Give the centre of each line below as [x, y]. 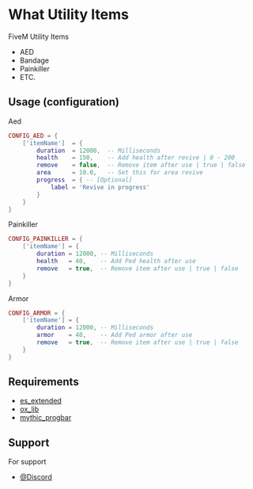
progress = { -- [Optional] [85, 180]
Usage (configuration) [64, 102]
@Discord [36, 477]
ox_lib [29, 409]
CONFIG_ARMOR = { [37, 313]
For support [27, 462]
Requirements [43, 382]
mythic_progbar [45, 418]
